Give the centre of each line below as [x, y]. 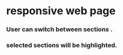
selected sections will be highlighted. [62, 46]
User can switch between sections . [59, 30]
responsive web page [61, 11]
